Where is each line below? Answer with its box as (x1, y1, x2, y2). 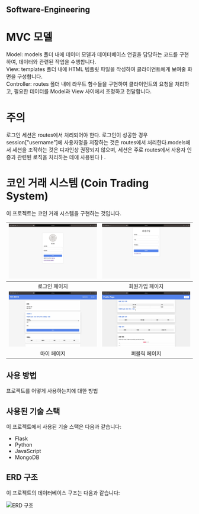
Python (14, 441, 33, 448)
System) (6, 189, 49, 203)
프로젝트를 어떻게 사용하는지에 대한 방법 (6, 387, 98, 395)
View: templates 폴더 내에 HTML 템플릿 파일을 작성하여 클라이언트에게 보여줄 (6, 66, 187, 73)
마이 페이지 (40, 350, 66, 357)
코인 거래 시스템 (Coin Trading (6, 177, 149, 190)
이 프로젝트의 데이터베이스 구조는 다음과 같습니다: (6, 489, 120, 496)
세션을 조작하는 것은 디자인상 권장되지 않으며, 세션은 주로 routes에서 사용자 (12, 146, 186, 153)
